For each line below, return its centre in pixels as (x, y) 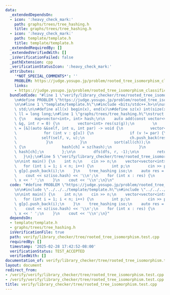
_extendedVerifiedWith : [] (38, 52)
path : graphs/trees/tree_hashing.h (52, 24)
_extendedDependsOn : (31, 15)
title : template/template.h (44, 43)
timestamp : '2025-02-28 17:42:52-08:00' (53, 246)
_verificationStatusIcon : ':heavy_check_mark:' (61, 67)
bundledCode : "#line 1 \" (37, 95)
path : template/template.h (43, 39)
